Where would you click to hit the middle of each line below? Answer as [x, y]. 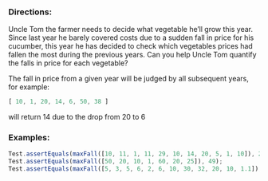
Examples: [29, 138]
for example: [29, 87]
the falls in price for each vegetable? [69, 63]
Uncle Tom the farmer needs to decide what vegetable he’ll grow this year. [131, 30]
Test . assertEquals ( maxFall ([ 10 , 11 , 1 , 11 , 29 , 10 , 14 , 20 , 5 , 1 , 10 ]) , [132, 154]
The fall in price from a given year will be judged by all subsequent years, [129, 79]
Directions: [30, 12]
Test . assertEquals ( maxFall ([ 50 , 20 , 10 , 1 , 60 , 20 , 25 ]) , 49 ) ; [116, 162]
